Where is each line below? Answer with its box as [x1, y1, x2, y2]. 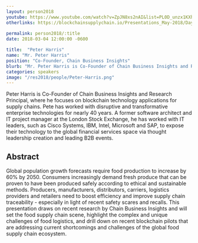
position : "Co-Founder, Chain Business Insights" [6, 57, 131, 64]
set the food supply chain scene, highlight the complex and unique [6, 211, 168, 219]
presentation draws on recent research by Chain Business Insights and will [6, 205, 187, 212]
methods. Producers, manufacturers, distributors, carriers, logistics [6, 186, 170, 193]
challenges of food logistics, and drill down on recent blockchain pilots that [6, 218, 189, 225]
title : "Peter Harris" [6, 47, 65, 53]
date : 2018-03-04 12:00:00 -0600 [6, 36, 88, 42]
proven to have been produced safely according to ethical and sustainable [6, 180, 187, 187]
